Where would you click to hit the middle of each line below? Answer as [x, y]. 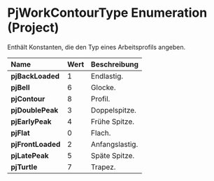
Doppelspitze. [113, 110]
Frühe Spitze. [113, 122]
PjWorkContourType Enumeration [107, 13]
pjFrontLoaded [36, 144]
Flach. [101, 133]
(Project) [33, 28]
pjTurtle [24, 167]
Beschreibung [114, 64]
